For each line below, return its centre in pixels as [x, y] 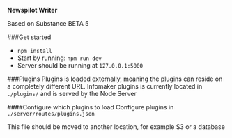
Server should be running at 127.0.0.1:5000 [80, 65]
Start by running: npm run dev [60, 58]
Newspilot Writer [32, 10]
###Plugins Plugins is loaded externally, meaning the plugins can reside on [115, 79]
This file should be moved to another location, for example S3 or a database [116, 127]
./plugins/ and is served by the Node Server [72, 94]
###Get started [29, 37]
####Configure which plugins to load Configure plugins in [91, 107]
